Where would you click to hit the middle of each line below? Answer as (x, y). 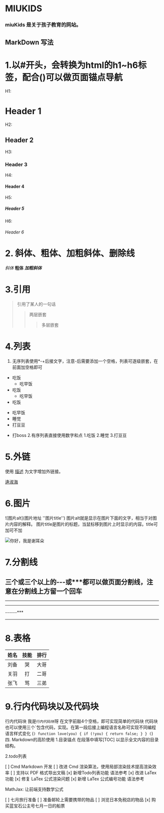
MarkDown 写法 (29, 42)
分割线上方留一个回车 (50, 591)
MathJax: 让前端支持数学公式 (34, 789)
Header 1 (23, 111)
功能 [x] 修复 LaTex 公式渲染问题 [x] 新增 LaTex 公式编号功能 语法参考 (75, 779)
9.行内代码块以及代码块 (52, 707)
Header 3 (16, 165)
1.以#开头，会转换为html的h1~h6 (72, 65)
